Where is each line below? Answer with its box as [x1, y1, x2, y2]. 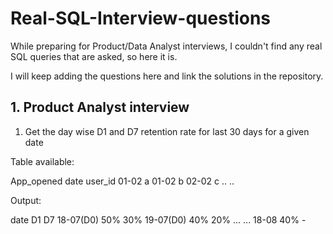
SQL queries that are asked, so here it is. [10, 50, 178, 62]
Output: [10, 194, 42, 206]
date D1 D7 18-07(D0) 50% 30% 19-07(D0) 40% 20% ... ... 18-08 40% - [10, 213, 307, 226]
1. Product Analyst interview [10, 99, 190, 116]
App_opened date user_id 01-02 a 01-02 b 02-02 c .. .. [10, 175, 235, 187]
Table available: [10, 155, 75, 167]
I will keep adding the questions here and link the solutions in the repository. [10, 70, 324, 82]
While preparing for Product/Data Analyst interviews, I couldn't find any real [10, 40, 323, 52]
